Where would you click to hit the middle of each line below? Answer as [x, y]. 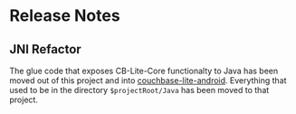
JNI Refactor [45, 49]
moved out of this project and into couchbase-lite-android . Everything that [148, 81]
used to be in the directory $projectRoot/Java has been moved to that [139, 90]
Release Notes [65, 16]
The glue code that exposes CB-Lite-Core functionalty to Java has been [144, 71]
